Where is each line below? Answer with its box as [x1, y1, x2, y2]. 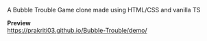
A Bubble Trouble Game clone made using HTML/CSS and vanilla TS [7, 6, 201, 14]
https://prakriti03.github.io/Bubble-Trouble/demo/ [7, 27, 147, 34]
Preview [7, 19, 31, 27]
